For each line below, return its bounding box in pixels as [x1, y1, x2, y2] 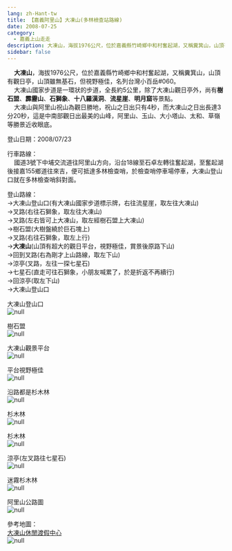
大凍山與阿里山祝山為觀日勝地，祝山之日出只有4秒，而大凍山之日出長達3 [13, 103, 222, 111]
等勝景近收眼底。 [7, 120, 56, 128]
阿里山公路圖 [7, 498, 43, 506]
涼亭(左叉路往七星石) [7, 454, 67, 462]
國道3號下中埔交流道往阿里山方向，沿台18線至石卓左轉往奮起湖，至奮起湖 [13, 158, 224, 166]
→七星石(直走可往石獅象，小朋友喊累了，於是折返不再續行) [7, 267, 175, 276]
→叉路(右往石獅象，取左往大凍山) [7, 207, 102, 215]
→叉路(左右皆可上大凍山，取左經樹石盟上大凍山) [7, 215, 145, 224]
